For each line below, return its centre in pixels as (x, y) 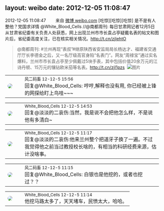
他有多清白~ (39, 120)
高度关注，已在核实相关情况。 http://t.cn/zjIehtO (78, 38)
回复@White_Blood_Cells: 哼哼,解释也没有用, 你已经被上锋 (91, 86)
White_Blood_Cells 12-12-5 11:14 (59, 195)
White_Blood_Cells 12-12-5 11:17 (59, 133)
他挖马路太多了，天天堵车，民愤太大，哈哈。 (76, 201)
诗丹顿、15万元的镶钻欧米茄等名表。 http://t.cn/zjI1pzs (71, 67)
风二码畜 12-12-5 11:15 (49, 167)
